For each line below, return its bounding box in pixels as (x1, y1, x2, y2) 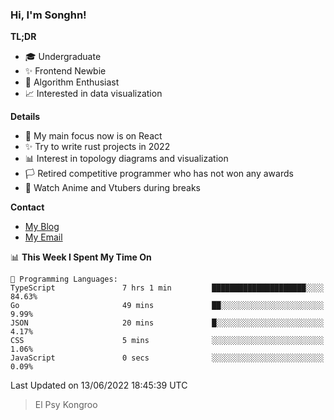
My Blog (24, 221, 60, 233)
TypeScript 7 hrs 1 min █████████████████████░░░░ (10, 283, 325, 293)
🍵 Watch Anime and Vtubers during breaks (24, 182, 201, 194)
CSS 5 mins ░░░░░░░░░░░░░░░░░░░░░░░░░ (10, 336, 325, 346)
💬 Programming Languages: (10, 274, 118, 285)
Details (10, 111, 41, 123)
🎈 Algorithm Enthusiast (24, 76, 120, 88)
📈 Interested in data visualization (24, 88, 163, 100)
